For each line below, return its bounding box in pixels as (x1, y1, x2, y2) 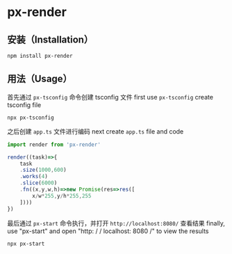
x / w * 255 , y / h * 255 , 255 (32, 192, 92, 199)
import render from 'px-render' (7, 141, 101, 148)
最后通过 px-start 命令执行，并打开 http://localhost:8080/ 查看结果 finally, (7, 219, 226, 227)
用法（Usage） (7, 73, 73, 85)
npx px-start (7, 240, 45, 247)
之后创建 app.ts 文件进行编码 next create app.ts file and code (7, 127, 184, 136)
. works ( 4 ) (19, 173, 49, 180)
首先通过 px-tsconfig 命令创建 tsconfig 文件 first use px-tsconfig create (7, 93, 214, 101)
